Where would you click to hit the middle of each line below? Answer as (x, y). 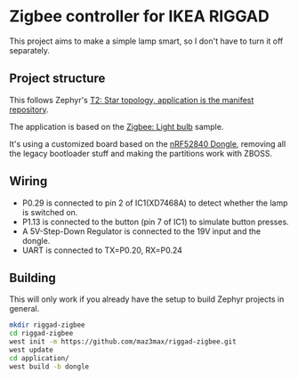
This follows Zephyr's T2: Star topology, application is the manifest (132, 100)
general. (24, 309)
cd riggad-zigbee (41, 334)
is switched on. (50, 212)
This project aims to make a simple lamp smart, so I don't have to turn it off (146, 41)
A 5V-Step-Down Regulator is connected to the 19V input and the (141, 231)
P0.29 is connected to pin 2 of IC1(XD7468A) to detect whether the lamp (155, 203)
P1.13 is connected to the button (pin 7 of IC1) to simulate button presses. (155, 222)
